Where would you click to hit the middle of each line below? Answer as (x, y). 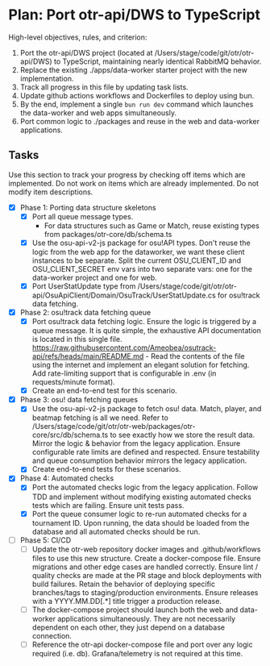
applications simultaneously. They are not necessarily (147, 618)
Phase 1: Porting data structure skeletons (88, 207)
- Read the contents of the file (195, 356)
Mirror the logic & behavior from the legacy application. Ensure (136, 443)
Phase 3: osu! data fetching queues (79, 400)
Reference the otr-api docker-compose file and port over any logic (142, 644)
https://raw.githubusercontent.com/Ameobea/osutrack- (124, 348)
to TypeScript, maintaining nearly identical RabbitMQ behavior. (158, 61)
